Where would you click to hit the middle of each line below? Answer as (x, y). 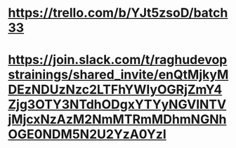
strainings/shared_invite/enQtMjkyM (118, 75)
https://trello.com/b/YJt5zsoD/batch (118, 13)
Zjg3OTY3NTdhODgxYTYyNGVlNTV (117, 105)
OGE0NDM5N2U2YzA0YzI (87, 134)
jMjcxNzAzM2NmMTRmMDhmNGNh (117, 120)
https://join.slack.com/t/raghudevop (118, 60)
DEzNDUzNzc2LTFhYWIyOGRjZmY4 (115, 90)
